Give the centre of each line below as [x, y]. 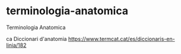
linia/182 [16, 45]
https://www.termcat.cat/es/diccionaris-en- [121, 39]
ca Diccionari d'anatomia [36, 39]
